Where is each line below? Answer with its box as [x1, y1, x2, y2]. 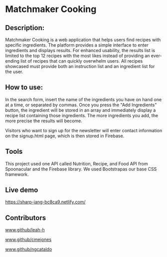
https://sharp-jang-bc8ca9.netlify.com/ [5, 199, 86, 205]
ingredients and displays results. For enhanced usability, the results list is [5, 48, 156, 53]
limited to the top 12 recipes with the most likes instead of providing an [5, 53, 150, 59]
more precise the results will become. [5, 118, 82, 124]
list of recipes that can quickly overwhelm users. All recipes [20, 58, 143, 64]
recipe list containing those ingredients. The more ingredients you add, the [5, 112, 159, 118]
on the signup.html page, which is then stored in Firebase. [5, 133, 125, 139]
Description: [5, 24, 45, 32]
